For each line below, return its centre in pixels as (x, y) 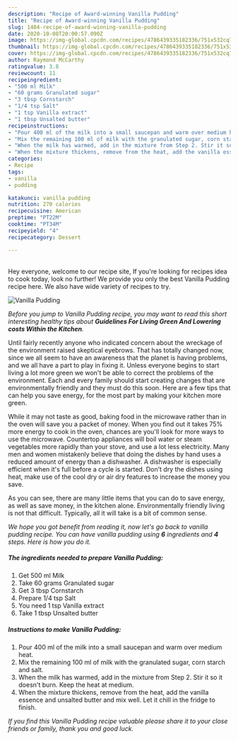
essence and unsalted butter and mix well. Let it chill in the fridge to (117, 700)
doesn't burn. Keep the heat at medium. (76, 685)
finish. (27, 707)
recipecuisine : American (44, 211)
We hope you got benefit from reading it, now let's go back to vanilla (108, 526)
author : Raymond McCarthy (46, 60)
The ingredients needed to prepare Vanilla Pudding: (85, 558)
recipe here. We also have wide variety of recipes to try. (89, 286)
